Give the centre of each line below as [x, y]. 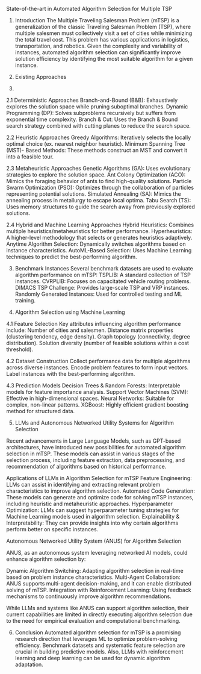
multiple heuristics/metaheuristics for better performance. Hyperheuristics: [99, 231]
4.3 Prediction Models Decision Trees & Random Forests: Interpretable [93, 385]
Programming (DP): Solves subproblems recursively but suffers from [91, 113]
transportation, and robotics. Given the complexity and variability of [98, 46]
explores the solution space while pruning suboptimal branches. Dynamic [97, 107]
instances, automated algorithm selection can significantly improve [98, 52]
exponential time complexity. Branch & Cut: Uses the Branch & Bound [92, 119]
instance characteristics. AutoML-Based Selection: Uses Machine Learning [99, 250]
